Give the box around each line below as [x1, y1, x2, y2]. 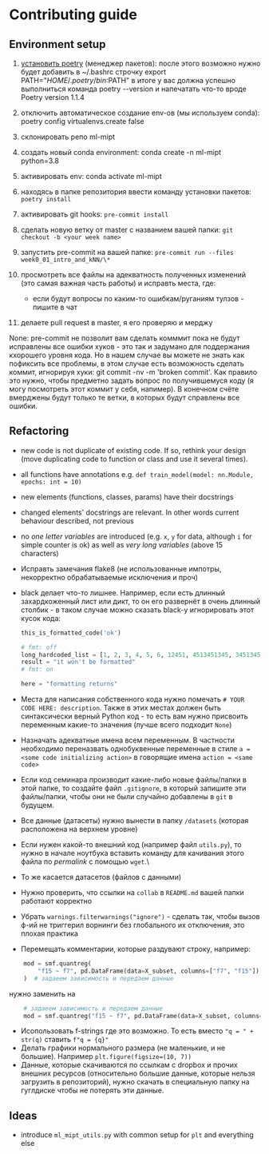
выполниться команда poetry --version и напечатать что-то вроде [20, 84, 247, 94]
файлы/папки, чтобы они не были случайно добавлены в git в [20, 792, 233, 802]
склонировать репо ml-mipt [20, 132, 115, 141]
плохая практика [20, 929, 79, 938]
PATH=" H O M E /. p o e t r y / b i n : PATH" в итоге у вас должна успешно [20, 76, 236, 85]
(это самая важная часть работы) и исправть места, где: [20, 278, 216, 288]
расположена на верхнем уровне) [20, 825, 138, 834]
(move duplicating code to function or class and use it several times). [20, 454, 248, 464]
